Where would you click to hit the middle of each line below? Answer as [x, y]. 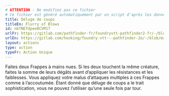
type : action [19, 47]
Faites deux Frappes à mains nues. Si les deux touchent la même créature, [82, 67]
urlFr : [12, 33]
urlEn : [12, 38]
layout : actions [22, 43]
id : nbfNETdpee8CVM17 [28, 29]
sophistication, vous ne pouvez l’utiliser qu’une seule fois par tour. [74, 88]
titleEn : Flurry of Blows [32, 24]
